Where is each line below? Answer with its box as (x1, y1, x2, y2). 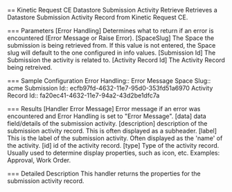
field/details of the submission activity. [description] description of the (7, 119, 208, 127)
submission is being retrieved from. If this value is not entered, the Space (7, 41, 216, 49)
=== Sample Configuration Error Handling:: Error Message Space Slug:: (7, 77, 211, 85)
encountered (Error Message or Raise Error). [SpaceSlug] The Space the (7, 34, 215, 42)
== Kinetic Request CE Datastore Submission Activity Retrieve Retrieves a (7, 6, 218, 14)
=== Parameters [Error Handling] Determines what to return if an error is (7, 27, 214, 35)
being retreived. (7, 64, 53, 71)
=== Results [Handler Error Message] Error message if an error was (7, 105, 201, 113)
